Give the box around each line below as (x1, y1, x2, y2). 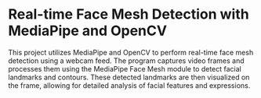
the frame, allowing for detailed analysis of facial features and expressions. (8, 80, 251, 90)
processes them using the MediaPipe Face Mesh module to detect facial (8, 64, 241, 73)
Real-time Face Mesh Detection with (8, 5, 249, 23)
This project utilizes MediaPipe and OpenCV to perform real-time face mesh (8, 47, 254, 57)
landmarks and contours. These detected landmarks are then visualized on (8, 72, 250, 82)
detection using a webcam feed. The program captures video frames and (8, 56, 245, 65)
